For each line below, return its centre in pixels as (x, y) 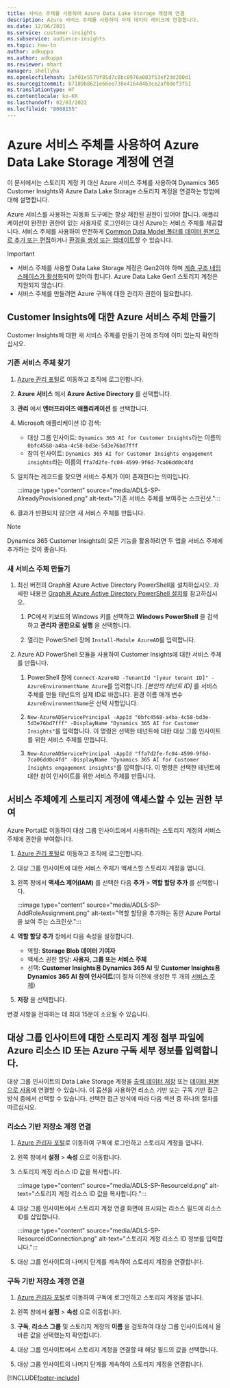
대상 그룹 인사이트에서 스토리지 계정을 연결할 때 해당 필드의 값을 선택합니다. (117, 1350)
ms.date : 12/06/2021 (37, 26)
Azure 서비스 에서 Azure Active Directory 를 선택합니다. (94, 393)
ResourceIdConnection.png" (57, 1239)
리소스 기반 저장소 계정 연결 (49, 1126)
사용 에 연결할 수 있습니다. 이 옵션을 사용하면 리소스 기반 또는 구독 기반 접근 (119, 1090)
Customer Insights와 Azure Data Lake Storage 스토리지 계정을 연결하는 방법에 (114, 191)
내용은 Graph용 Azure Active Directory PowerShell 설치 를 (109, 594)
